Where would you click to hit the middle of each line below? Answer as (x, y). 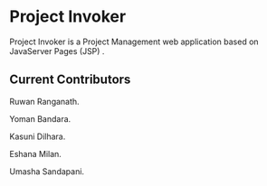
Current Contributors (70, 80)
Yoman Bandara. (40, 118)
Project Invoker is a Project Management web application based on (134, 42)
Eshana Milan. (35, 153)
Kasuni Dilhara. (38, 136)
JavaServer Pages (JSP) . (57, 51)
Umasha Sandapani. (47, 171)
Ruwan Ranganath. (44, 101)
